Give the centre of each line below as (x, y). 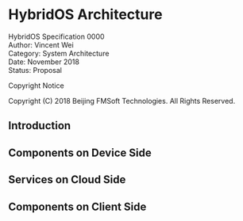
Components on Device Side (80, 152)
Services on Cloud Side (67, 180)
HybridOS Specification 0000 (56, 36)
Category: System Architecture (59, 53)
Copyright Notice (37, 86)
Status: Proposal (35, 70)
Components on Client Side (77, 206)
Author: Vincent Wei (41, 44)
